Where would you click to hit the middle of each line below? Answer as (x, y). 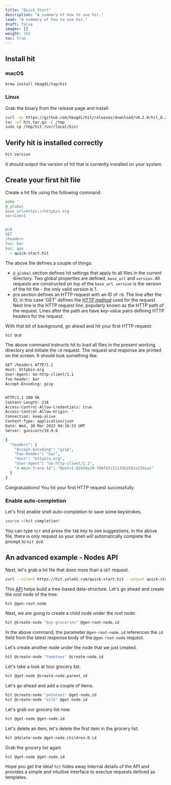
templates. (16, 777)
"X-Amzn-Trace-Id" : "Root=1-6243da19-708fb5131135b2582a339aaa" (84, 469)
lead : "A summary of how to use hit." (46, 19)
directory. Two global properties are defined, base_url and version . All (86, 278)
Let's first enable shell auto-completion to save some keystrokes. (74, 512)
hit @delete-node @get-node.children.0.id (51, 738)
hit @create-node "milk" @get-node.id (46, 700)
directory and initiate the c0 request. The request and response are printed (83, 350)
